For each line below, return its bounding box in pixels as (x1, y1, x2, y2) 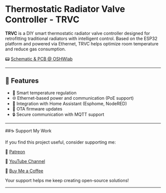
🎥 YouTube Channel (5, 158, 45, 164)
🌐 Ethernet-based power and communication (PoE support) (12, 95, 134, 101)
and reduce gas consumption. (5, 46, 66, 52)
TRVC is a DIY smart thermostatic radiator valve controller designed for (5, 30, 150, 36)
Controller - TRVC (5, 14, 80, 25)
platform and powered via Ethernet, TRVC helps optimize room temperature (5, 40, 159, 46)
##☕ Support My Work (5, 127, 52, 134)
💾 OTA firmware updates (12, 106, 63, 112)
